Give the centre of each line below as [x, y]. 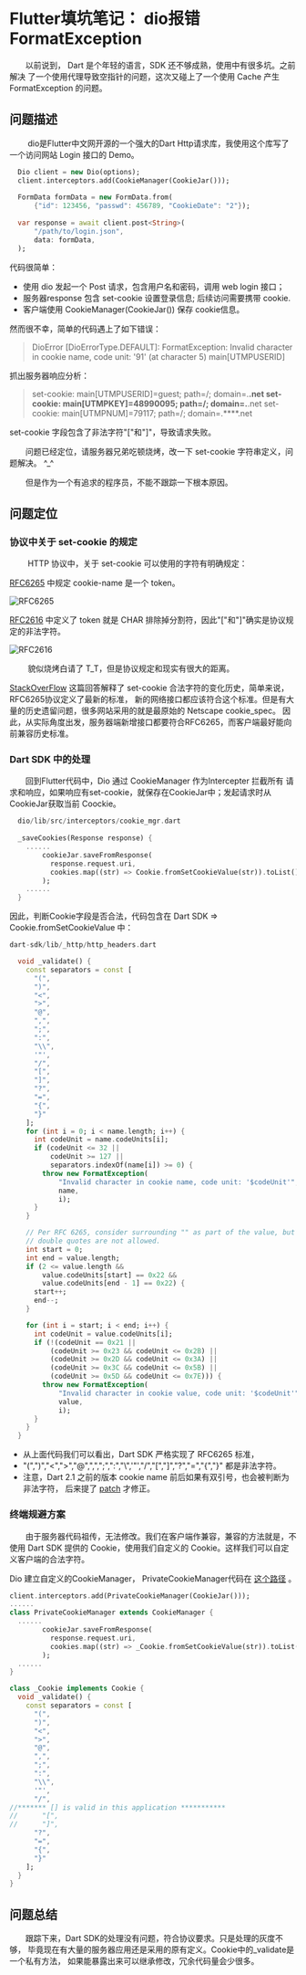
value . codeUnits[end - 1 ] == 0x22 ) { [113, 1284]
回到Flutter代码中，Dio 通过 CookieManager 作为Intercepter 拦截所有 [155, 781]
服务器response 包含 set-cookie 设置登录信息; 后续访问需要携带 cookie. [157, 298]
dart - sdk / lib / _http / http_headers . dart [83, 945]
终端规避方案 [38, 1515]
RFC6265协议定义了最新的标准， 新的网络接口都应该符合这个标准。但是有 [148, 699]
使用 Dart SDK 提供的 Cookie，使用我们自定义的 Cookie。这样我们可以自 [145, 1548]
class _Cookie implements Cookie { [77, 1689]
